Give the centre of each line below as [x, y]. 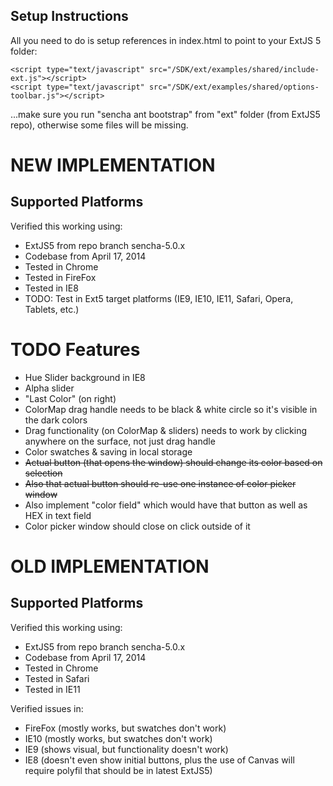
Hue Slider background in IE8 [85, 377]
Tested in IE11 [52, 689]
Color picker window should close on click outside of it [137, 526]
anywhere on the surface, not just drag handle [120, 441]
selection [43, 473]
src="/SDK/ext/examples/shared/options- [234, 87]
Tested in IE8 [51, 288]
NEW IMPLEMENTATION [113, 165]
